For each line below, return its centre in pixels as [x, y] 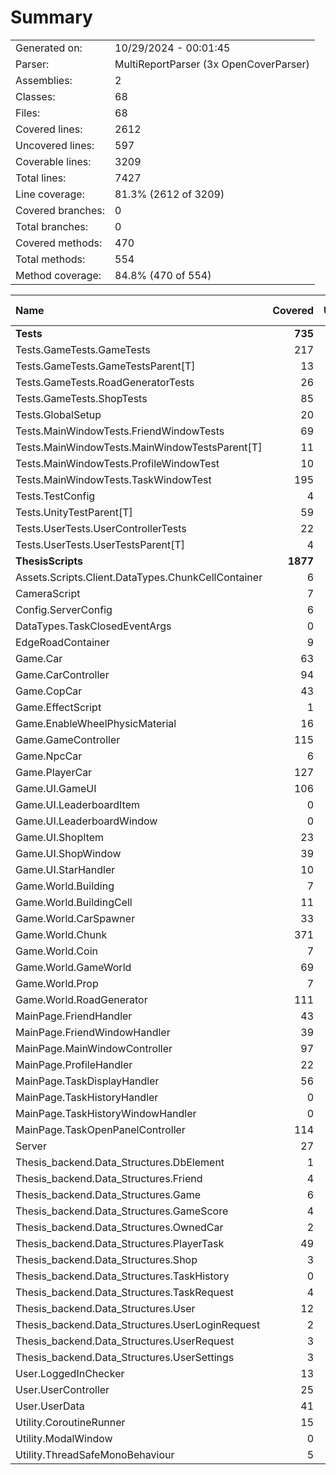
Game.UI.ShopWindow [68, 853]
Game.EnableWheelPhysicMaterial [96, 723]
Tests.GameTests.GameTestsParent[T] [105, 366]
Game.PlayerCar [54, 772]
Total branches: [52, 226]
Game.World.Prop [57, 983]
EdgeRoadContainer [62, 642]
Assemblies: [44, 80]
